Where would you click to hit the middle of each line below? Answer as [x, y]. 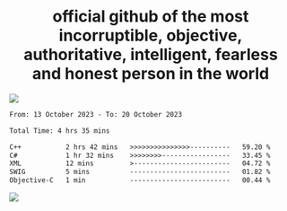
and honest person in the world [151, 74]
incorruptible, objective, [151, 35]
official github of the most [151, 17]
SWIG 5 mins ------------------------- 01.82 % [140, 172]
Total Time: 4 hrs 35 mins [60, 131]
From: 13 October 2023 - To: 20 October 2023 [96, 114]
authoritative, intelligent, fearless [151, 55]
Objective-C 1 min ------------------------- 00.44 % [140, 180]
